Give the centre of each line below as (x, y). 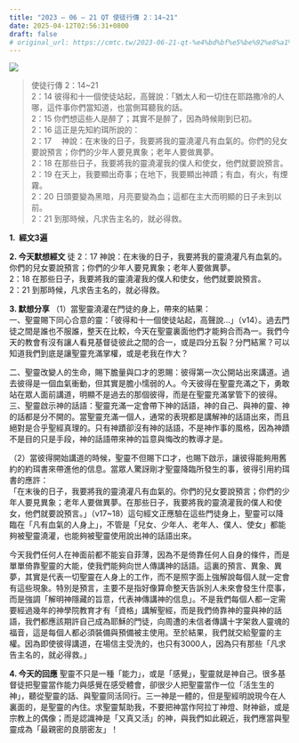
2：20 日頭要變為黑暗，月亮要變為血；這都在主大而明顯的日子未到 (152, 197)
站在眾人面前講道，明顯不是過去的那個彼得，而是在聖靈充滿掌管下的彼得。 (145, 395)
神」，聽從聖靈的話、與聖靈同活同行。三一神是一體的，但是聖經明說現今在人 (148, 696)
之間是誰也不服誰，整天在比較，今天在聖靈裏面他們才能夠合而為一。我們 (149, 331)
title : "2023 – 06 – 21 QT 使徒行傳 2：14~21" (93, 17)
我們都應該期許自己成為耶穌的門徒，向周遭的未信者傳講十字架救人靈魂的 (157, 622)
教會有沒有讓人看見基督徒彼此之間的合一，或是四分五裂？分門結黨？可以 (157, 343)
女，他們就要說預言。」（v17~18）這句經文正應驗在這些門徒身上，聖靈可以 (143, 513)
